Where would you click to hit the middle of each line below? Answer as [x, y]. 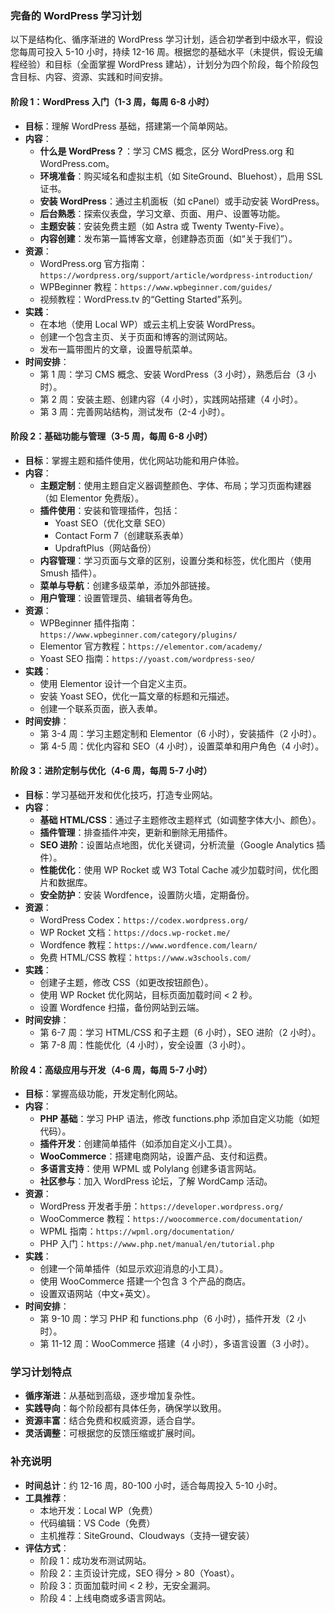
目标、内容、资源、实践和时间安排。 [93, 77]
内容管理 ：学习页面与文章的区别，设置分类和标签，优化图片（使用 [175, 560]
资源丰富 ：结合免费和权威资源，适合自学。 [112, 1421]
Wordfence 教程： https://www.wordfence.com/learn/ [148, 944]
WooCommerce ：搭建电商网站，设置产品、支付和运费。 [156, 1156]
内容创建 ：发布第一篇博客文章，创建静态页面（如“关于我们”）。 [168, 238]
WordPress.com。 [77, 163]
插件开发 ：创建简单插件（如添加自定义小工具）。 [138, 1144]
